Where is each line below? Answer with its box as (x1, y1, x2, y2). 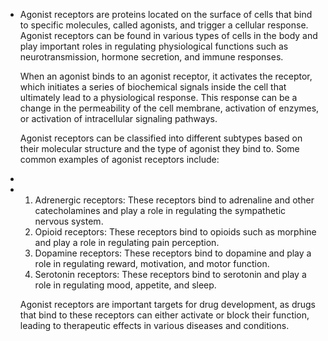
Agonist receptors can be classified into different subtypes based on (19, 132, 303, 144)
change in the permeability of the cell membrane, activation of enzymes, (19, 102, 320, 114)
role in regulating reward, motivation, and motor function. (34, 258, 270, 269)
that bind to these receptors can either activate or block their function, (19, 309, 310, 321)
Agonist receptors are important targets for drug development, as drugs (19, 299, 316, 310)
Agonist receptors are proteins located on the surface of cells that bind (19, 9, 313, 20)
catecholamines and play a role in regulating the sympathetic (34, 205, 287, 216)
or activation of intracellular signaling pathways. (19, 113, 218, 124)
